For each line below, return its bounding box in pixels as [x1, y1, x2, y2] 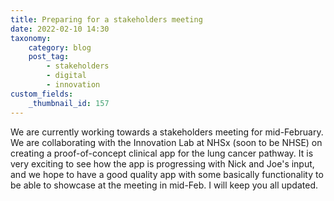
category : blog [28, 42, 92, 53]
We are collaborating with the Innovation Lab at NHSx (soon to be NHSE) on [10, 136, 323, 148]
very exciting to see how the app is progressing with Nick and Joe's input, [10, 157, 315, 170]
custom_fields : [10, 89, 74, 99]
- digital [46, 71, 87, 81]
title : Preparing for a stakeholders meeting [10, 14, 203, 25]
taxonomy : [10, 33, 52, 43]
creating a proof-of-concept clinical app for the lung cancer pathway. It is [10, 147, 314, 159]
